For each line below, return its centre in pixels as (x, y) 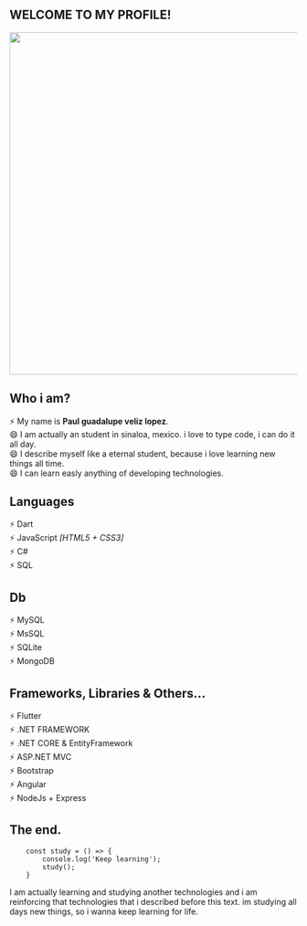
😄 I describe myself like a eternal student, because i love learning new (143, 453)
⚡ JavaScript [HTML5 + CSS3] (67, 538)
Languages (42, 502)
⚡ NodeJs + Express (48, 798)
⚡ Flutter (26, 716)
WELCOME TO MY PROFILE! (90, 15)
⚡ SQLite (26, 647)
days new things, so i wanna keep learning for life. (104, 911)
